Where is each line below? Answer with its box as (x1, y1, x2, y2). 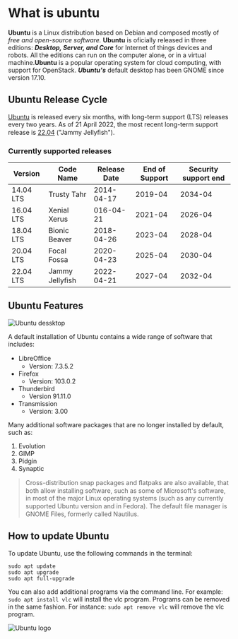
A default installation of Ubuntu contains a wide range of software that (8, 332, 213, 340)
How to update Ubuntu (8, 530, 109, 542)
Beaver (48, 234, 73, 244)
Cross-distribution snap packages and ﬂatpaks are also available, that (25, 478, 229, 486)
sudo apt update (8, 563, 56, 570)
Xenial (48, 205, 69, 215)
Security (189, 165, 218, 174)
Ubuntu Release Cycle (8, 94, 108, 106)
